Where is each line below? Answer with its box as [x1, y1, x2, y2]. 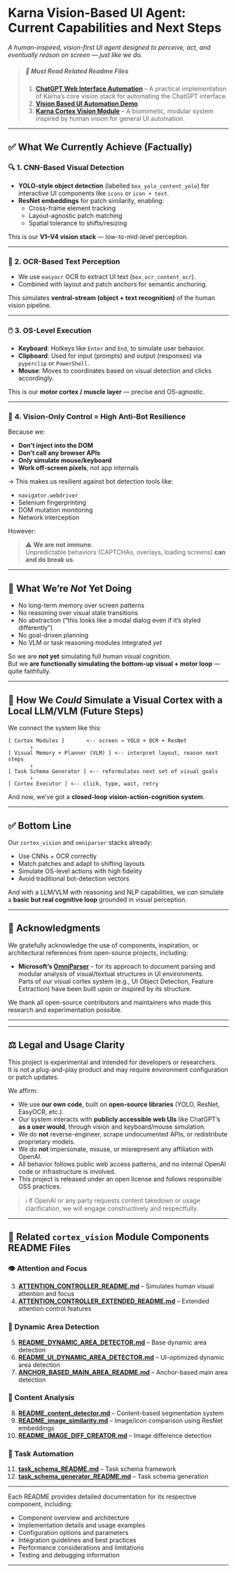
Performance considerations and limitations [18, 1543, 144, 1552]
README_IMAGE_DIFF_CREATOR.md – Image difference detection [18, 1431, 212, 1439]
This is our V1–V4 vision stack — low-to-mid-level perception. [8, 232, 188, 240]
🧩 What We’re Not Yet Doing [8, 582, 132, 595]
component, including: [8, 1500, 73, 1508]
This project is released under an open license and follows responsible [18, 1174, 223, 1183]
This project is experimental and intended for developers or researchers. [8, 1058, 218, 1066]
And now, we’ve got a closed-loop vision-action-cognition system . [8, 793, 205, 801]
